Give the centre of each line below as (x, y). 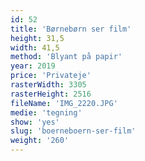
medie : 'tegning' (46, 112)
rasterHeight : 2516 (51, 94)
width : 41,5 (35, 47)
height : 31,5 (37, 38)
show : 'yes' (35, 122)
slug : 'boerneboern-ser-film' (73, 131)
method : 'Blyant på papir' (66, 57)
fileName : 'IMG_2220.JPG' (64, 103)
